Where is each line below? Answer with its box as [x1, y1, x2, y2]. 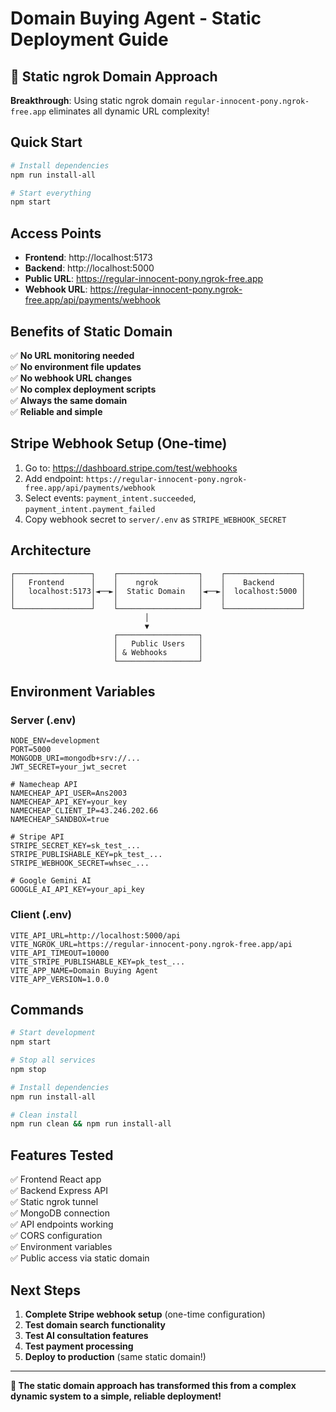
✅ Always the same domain [10, 394, 128, 406]
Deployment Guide [10, 28, 169, 51]
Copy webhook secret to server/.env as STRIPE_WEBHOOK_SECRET [24, 513, 287, 525]
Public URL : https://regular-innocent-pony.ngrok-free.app [24, 273, 264, 285]
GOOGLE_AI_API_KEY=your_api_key [10, 885, 145, 895]
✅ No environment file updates [10, 360, 142, 372]
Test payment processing [24, 1340, 134, 1352]
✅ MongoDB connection [10, 1207, 111, 1219]
